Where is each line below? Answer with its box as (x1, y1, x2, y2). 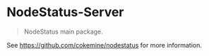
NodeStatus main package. (23, 27, 103, 36)
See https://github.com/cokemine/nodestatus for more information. (6, 41, 203, 49)
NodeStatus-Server (6, 4, 124, 20)
